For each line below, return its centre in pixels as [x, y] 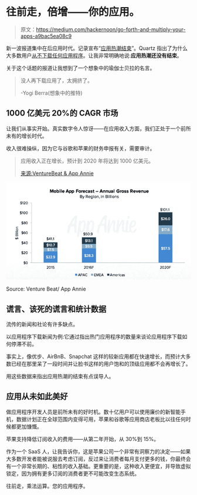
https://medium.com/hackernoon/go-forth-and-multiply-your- [111, 29]
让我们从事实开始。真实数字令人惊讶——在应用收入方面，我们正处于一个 [93, 128]
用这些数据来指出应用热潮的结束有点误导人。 [60, 376]
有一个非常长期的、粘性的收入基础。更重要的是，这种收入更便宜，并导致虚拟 [98, 466]
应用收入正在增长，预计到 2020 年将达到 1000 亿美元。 [87, 161]
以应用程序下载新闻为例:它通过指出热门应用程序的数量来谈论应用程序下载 [94, 336]
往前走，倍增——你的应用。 [73, 12]
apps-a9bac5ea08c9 [46, 36]
